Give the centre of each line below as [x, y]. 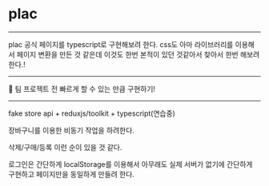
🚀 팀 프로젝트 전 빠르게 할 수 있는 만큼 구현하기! [82, 89]
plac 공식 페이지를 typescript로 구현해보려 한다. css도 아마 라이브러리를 [121, 44]
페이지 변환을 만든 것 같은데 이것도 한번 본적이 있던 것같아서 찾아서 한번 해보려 [138, 54]
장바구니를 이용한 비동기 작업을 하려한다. [71, 130]
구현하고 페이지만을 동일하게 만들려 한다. [71, 174]
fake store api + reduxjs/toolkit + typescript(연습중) [92, 113]
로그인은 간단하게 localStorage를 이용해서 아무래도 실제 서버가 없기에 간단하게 [130, 164]
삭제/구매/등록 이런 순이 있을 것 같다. [65, 147]
